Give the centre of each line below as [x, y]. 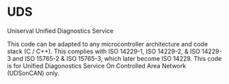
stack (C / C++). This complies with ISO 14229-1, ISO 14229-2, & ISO [104, 51]
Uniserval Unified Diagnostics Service [60, 31]
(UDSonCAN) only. [33, 73]
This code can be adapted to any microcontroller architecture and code [108, 44]
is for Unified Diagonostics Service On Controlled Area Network [97, 66]
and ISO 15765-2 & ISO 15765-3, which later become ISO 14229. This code [117, 58]
